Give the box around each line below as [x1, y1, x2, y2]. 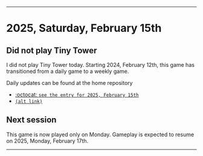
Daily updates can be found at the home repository [6, 80, 133, 86]
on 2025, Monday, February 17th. [6, 137, 89, 145]
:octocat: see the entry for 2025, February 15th [14, 91, 139, 98]
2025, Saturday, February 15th [6, 22, 162, 35]
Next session [6, 115, 57, 125]
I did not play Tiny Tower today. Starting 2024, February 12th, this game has [6, 61, 195, 68]
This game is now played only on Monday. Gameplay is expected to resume [6, 131, 195, 138]
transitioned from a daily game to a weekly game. [6, 67, 129, 75]
